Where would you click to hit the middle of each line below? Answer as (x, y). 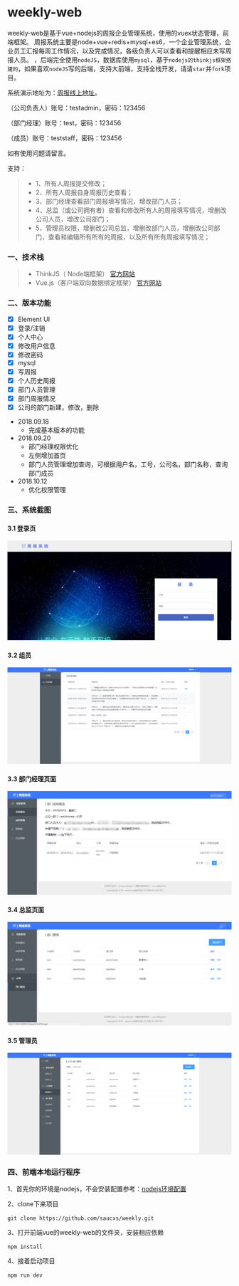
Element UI (34, 319)
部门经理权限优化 (53, 446)
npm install (25, 1247)
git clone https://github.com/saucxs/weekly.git (81, 1218)
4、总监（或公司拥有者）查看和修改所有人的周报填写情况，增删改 (131, 210)
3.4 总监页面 (26, 909)
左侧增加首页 (47, 456)
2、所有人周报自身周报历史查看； (84, 192)
